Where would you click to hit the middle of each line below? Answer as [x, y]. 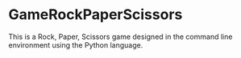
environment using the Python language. [76, 44]
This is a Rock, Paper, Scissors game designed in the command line [120, 37]
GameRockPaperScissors [96, 15]
